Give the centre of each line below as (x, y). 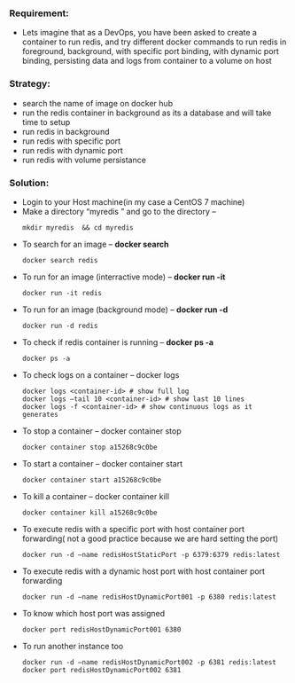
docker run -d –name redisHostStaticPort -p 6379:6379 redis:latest (151, 554)
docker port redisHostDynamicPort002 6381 (101, 670)
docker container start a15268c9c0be (92, 480)
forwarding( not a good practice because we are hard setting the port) (150, 538)
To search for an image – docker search (96, 244)
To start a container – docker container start (102, 463)
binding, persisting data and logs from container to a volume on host (147, 61)
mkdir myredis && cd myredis (78, 228)
